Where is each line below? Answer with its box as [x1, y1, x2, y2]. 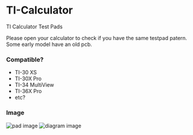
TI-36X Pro [14, 88, 42, 95]
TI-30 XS [14, 69, 37, 76]
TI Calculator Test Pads [6, 23, 63, 30]
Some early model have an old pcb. [6, 41, 93, 48]
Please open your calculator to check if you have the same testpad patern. [6, 34, 188, 41]
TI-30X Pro [14, 75, 42, 83]
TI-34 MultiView [14, 81, 54, 88]
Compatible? [6, 55, 44, 64]
